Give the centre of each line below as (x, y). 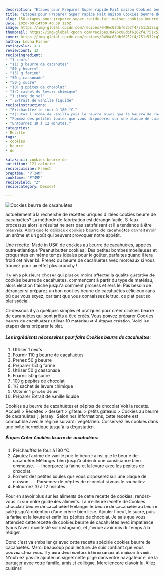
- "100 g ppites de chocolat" (36, 87)
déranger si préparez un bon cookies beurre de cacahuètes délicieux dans (80, 290)
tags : (11, 137)
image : (12, 28)
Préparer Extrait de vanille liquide (46, 396)
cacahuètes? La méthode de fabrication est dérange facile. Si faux (72, 219)
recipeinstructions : (27, 105)
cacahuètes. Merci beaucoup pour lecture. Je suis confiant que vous (75, 547)
